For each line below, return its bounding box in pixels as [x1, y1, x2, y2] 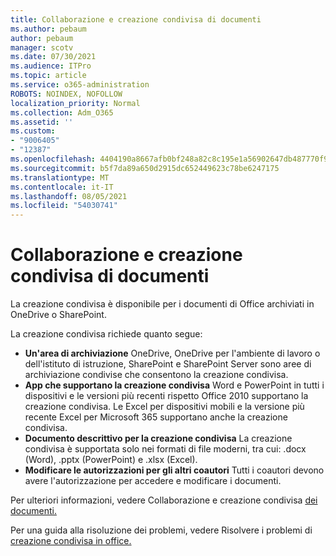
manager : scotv [10, 42, 74, 53]
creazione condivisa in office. [10, 535, 132, 547]
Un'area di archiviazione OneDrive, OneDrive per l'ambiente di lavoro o [24, 347, 321, 360]
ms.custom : [10, 126, 56, 136]
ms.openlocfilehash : [10, 154, 97, 164]
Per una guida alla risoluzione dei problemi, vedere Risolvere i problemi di [10, 524, 313, 536]
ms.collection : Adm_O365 [10, 107, 114, 118]
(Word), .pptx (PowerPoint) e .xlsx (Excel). [24, 454, 198, 466]
